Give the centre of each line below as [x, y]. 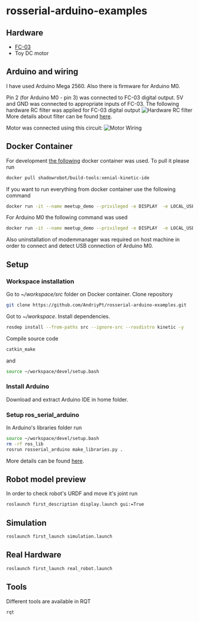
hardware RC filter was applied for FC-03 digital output [73, 110]
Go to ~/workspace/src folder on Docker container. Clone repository [89, 294]
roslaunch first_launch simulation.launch [59, 536]
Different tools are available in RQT [48, 601]
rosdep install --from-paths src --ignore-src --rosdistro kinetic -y [95, 327]
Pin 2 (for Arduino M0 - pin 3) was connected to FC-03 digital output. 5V [95, 97]
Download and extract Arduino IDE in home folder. [67, 399]
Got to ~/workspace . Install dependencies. [58, 316]
